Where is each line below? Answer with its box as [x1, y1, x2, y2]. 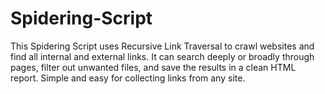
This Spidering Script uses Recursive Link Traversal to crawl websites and [10, 40, 315, 52]
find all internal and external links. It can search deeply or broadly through [10, 50, 315, 62]
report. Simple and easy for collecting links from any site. [10, 72, 246, 84]
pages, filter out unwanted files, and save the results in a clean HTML [10, 61, 297, 73]
